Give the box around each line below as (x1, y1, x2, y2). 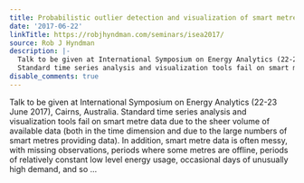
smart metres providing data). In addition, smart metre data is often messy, (9, 134, 288, 145)
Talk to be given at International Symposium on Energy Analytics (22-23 (9, 96, 278, 107)
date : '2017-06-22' (9, 22, 83, 31)
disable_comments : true (9, 72, 100, 81)
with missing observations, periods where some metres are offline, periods (9, 144, 289, 155)
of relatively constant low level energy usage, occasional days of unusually (9, 154, 289, 165)
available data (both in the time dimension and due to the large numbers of (9, 125, 288, 136)
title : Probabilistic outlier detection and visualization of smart (9, 13, 273, 23)
